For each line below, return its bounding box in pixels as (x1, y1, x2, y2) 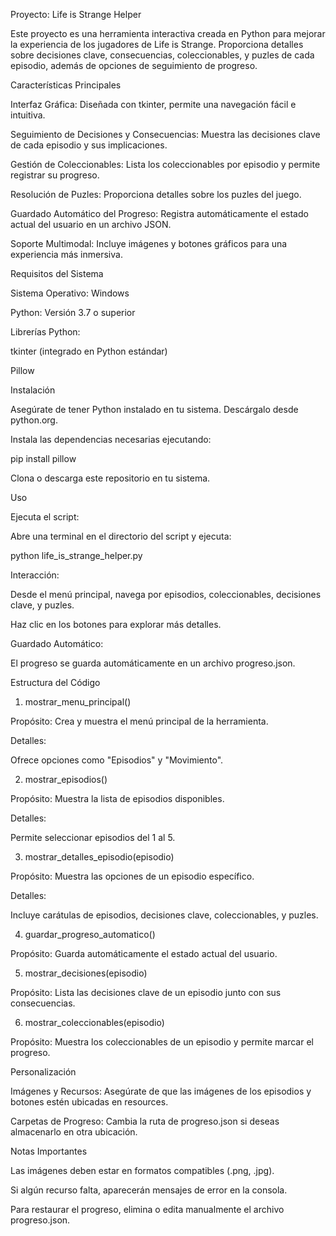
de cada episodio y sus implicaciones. (10, 139, 168, 151)
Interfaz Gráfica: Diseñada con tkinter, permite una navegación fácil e (10, 99, 297, 110)
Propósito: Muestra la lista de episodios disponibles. (10, 793, 225, 804)
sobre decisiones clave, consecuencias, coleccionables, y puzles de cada (10, 49, 315, 61)
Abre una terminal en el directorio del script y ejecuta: (10, 530, 232, 542)
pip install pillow (10, 453, 77, 464)
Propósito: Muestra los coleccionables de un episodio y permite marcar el (10, 1036, 314, 1048)
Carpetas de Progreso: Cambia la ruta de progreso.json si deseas (10, 1115, 280, 1127)
